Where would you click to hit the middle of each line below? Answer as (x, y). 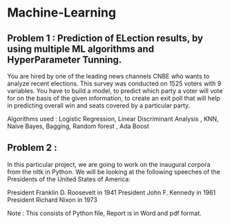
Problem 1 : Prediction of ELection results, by (105, 38)
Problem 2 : (32, 148)
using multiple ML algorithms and (80, 49)
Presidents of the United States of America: (69, 179)
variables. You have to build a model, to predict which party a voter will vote (115, 91)
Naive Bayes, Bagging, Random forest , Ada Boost (78, 126)
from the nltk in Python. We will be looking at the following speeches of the (114, 172)
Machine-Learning (61, 13)
